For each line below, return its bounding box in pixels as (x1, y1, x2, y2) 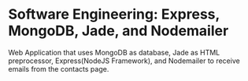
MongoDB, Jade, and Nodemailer (8, 22, 229, 40)
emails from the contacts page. (8, 64, 109, 73)
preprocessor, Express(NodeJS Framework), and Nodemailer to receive (8, 56, 240, 65)
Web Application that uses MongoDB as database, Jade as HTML (8, 48, 220, 57)
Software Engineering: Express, (8, 5, 220, 23)
